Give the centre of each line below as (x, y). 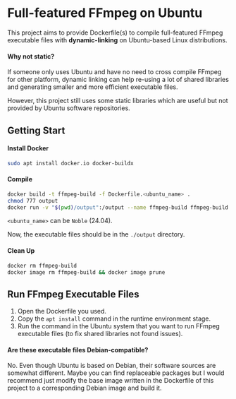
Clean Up (21, 251)
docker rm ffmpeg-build (42, 266)
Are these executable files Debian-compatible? (78, 350)
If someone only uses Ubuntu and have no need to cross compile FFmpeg (114, 72)
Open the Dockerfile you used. (62, 311)
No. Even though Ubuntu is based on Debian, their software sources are (112, 366)
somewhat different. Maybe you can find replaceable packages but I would (116, 373)
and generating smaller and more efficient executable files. (93, 87)
